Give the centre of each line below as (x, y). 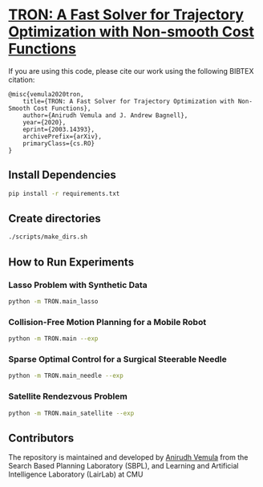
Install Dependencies (62, 175)
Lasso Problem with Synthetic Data (78, 285)
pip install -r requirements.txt (64, 193)
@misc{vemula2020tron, (46, 94)
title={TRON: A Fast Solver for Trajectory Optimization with (129, 101)
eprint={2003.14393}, (59, 129)
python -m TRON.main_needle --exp (66, 376)
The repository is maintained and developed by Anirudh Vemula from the (128, 457)
